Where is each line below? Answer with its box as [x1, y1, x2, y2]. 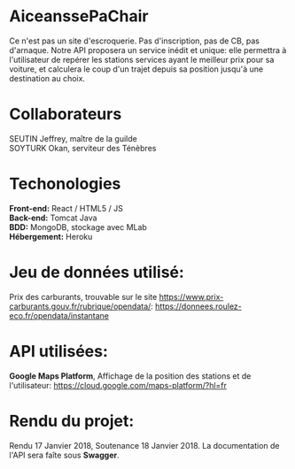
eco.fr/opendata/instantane [9, 310, 109, 320]
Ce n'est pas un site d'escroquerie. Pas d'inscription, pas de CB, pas [9, 35, 260, 46]
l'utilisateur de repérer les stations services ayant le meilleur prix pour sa [9, 54, 275, 65]
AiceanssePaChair [9, 6, 149, 27]
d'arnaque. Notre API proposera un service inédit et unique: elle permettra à [9, 44, 287, 55]
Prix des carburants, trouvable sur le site [9, 291, 158, 302]
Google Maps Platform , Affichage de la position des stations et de [9, 370, 252, 381]
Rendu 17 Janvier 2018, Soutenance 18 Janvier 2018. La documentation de [9, 440, 280, 450]
